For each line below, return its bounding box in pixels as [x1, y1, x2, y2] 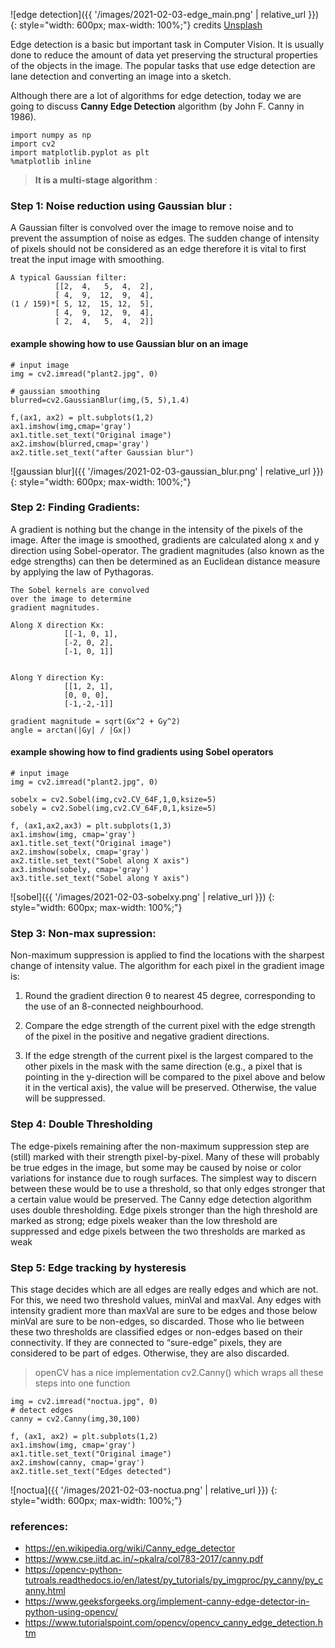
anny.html [24, 1585, 66, 1597]
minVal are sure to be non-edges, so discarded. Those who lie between [10, 1315, 305, 1327]
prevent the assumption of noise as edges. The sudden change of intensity [10, 232, 320, 244]
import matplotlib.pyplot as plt [10, 148, 150, 158]
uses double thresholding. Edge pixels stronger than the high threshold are [10, 1204, 318, 1216]
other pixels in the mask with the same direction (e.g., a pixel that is [24, 1060, 303, 1073]
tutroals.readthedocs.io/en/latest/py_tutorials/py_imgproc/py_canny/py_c [24, 1574, 324, 1586]
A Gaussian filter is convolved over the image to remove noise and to [10, 222, 294, 234]
